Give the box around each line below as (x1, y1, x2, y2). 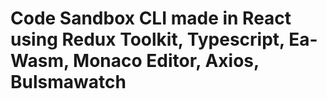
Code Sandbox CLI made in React (10, 7, 292, 30)
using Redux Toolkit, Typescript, (10, 28, 285, 51)
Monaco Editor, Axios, (73, 50, 260, 72)
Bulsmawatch (10, 71, 127, 94)
